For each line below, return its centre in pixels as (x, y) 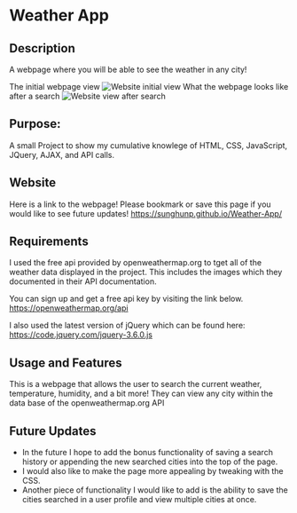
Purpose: (35, 124)
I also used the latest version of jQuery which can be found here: (127, 326)
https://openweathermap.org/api (69, 308)
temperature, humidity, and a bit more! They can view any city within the (141, 394)
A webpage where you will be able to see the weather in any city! (128, 69)
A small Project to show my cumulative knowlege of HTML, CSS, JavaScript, (148, 145)
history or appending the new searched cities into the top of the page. (150, 462)
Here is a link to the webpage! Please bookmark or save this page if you (141, 204)
